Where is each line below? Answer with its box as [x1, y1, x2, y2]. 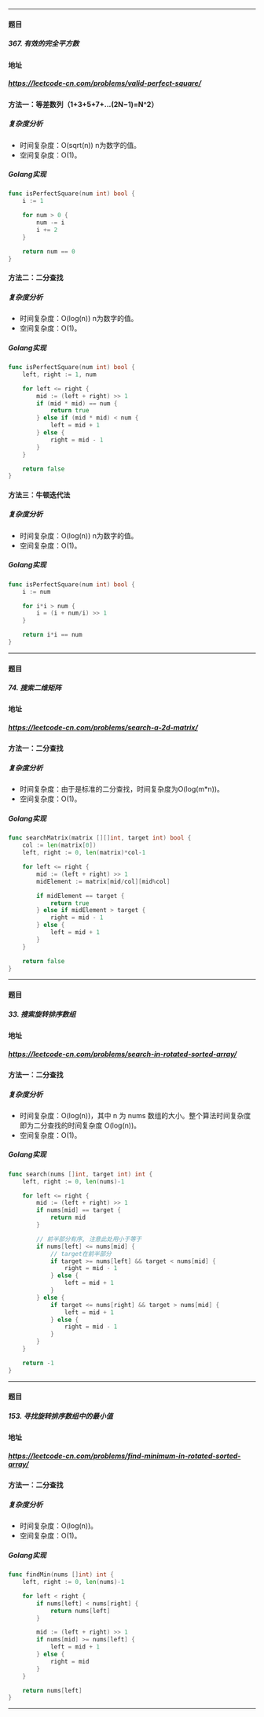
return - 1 [22, 1359, 55, 1367]
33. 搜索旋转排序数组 [8, 1009, 76, 1019]
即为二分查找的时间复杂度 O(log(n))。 [19, 1121, 141, 1130]
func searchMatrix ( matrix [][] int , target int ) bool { [8, 834, 192, 842]
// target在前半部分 [49, 1250, 112, 1257]
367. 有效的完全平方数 [8, 39, 80, 48]
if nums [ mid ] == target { [36, 1206, 122, 1214]
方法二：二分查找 [8, 273, 64, 282]
